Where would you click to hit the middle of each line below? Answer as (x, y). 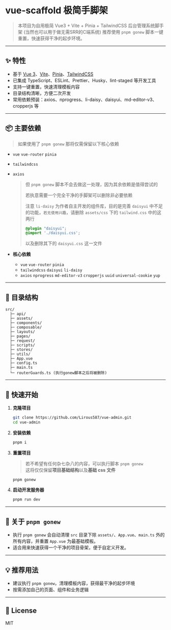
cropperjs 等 (26, 106)
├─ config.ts (24, 363)
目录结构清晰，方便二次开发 (42, 93)
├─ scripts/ (23, 345)
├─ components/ (26, 323)
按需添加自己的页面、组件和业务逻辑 (51, 589)
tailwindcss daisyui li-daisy (51, 270)
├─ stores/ (21, 350)
